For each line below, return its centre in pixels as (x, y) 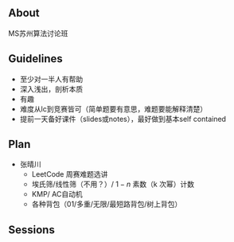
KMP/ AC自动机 (57, 194)
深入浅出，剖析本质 (51, 89)
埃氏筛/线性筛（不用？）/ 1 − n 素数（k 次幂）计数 (113, 184)
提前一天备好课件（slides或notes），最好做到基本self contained (123, 119)
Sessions (32, 230)
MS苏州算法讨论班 (38, 33)
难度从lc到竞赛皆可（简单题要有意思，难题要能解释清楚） (113, 109)
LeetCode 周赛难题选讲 (70, 174)
